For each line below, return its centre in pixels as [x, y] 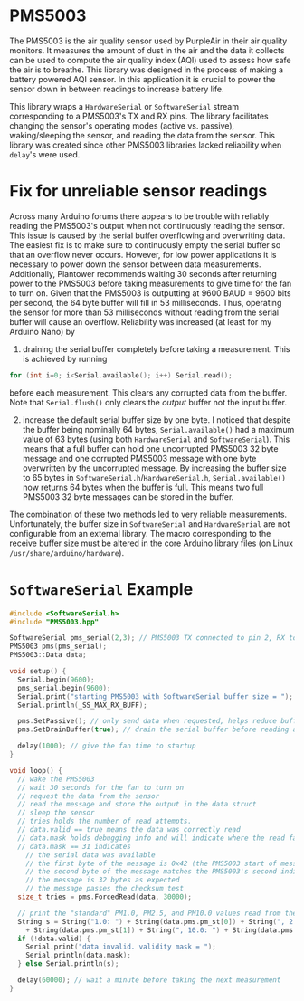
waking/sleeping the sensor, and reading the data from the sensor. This [142, 135]
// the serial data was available [90, 855]
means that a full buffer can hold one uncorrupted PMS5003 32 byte [150, 448]
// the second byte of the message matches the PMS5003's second [152, 872]
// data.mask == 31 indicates [74, 846]
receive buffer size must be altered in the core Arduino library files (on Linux [152, 543]
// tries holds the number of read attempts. [105, 821]
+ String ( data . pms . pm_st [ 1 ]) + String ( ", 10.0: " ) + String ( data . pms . [161, 930]
